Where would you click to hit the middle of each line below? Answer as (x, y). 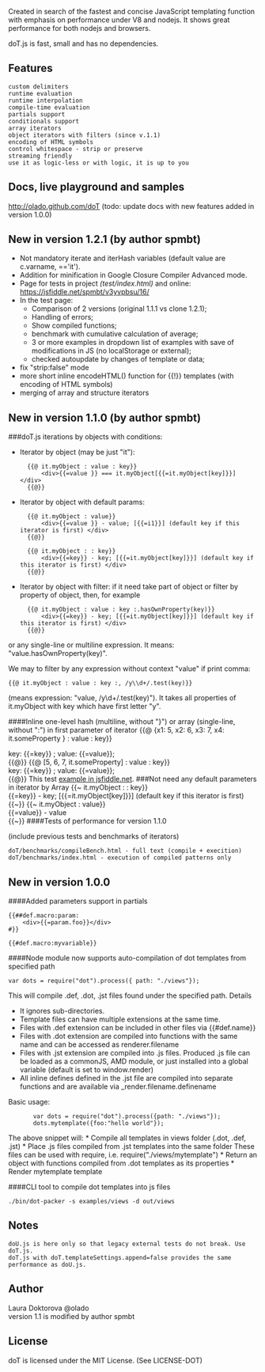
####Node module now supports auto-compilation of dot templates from (127, 958)
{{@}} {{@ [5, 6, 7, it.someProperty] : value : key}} (89, 762)
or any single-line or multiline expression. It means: (91, 645)
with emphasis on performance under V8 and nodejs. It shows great (119, 20)
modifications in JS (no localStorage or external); (112, 351)
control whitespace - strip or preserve (76, 149)
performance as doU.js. (47, 1264)
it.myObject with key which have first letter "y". (85, 707)
